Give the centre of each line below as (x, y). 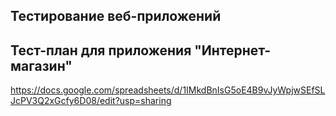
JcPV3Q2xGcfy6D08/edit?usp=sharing (91, 101)
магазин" (41, 65)
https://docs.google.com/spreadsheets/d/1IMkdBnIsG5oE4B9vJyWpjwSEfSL (168, 90)
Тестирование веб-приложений (116, 16)
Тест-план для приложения (101, 50)
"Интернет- (233, 50)
